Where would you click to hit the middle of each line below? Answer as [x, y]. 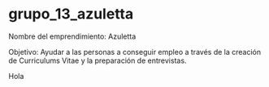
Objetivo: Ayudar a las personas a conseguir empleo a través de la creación [135, 52]
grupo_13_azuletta [71, 14]
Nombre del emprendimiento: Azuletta [72, 36]
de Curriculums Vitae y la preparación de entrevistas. [98, 60]
